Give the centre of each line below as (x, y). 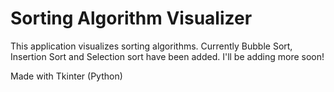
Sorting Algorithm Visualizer (131, 18)
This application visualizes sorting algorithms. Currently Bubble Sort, (151, 46)
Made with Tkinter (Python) (66, 76)
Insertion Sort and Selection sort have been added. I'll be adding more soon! (167, 56)
